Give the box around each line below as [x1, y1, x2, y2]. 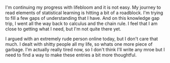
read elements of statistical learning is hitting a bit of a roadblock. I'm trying [5, 10, 163, 16]
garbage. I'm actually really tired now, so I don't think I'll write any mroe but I [5, 47, 165, 52]
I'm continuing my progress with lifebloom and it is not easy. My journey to [5, 5, 161, 10]
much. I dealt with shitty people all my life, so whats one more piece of [5, 41, 153, 47]
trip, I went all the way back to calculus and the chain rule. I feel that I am [5, 20, 158, 26]
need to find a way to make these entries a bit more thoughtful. [5, 52, 137, 58]
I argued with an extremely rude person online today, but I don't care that [5, 36, 158, 42]
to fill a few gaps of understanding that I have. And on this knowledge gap [5, 15, 160, 21]
